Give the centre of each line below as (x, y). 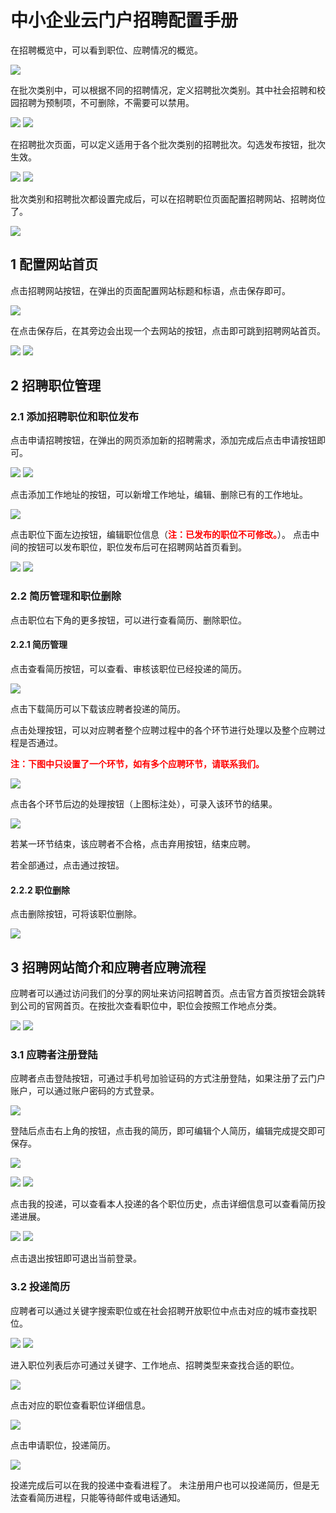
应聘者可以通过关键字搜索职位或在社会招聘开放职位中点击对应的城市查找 (159, 1310)
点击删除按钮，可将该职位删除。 (76, 914)
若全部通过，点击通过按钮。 (67, 865)
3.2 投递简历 (40, 1287)
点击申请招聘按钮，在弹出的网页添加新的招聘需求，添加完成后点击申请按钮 (163, 440)
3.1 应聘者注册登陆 (54, 1054)
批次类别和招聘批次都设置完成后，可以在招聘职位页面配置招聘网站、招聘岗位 (168, 198)
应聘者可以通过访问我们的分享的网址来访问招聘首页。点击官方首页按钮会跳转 (168, 993)
